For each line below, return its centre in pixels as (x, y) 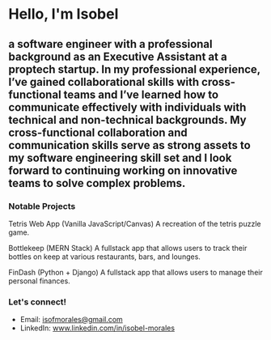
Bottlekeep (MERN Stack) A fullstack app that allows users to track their (128, 248)
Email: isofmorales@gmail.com (71, 320)
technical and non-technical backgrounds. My (127, 119)
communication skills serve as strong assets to (129, 145)
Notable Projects (42, 206)
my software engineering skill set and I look (120, 157)
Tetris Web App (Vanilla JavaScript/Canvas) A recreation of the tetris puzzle (135, 223)
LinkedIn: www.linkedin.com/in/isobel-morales (97, 328)
